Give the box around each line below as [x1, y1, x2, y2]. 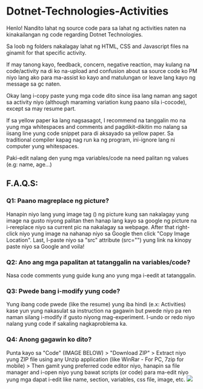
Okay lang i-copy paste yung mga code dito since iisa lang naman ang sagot [6, 92, 198, 99]
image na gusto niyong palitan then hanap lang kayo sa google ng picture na [6, 217, 197, 224]
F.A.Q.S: [6, 178, 38, 189]
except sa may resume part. [6, 105, 76, 112]
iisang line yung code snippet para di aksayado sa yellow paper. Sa [6, 129, 174, 137]
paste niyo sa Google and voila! [6, 243, 85, 250]
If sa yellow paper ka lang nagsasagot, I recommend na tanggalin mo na [6, 117, 186, 124]
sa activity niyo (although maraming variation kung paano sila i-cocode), [6, 98, 187, 106]
